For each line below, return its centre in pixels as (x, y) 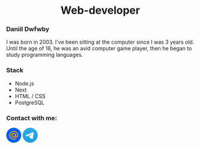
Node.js (24, 83)
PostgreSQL (30, 102)
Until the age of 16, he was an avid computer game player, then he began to (99, 48)
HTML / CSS (30, 96)
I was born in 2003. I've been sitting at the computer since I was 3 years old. (100, 42)
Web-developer (100, 10)
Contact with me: (32, 118)
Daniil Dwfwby (28, 29)
